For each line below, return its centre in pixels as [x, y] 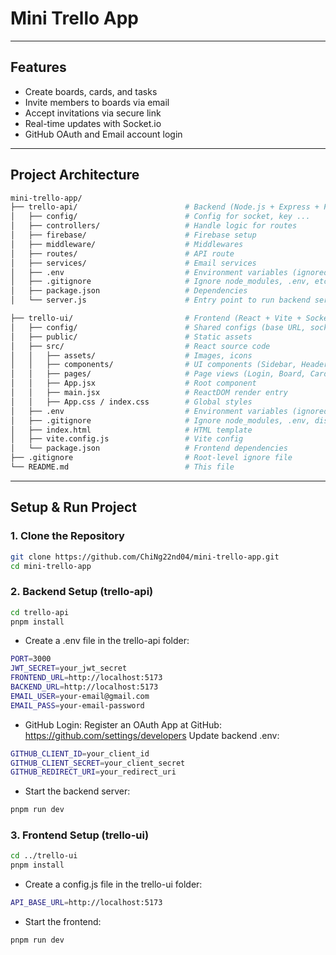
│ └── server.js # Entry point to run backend [160, 300]
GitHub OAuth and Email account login [103, 134]
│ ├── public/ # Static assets [131, 337]
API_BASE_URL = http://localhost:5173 [86, 903]
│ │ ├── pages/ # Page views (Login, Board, [158, 374]
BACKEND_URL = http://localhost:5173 [84, 687]
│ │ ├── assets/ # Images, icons [131, 355]
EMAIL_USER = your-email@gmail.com [80, 696]
